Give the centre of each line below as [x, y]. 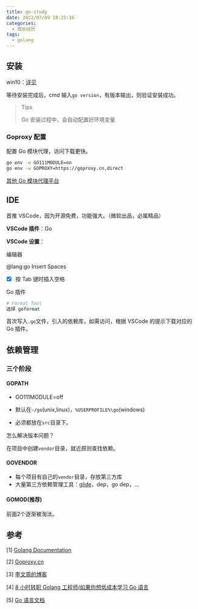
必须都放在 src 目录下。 [43, 422]
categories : [21, 23]
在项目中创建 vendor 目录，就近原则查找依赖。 [62, 448]
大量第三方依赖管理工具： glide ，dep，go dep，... [77, 485]
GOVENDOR [22, 463]
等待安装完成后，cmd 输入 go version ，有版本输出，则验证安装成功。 [93, 95]
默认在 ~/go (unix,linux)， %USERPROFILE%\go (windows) [80, 410]
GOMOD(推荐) [24, 499]
